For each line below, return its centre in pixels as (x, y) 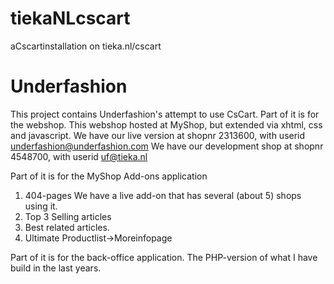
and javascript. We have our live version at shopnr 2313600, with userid (158, 135)
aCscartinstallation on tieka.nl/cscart (86, 46)
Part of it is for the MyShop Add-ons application (109, 176)
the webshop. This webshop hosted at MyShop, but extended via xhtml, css (166, 124)
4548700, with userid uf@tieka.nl (79, 156)
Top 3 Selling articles (68, 216)
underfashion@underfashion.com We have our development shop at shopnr (167, 146)
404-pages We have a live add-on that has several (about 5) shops (163, 195)
